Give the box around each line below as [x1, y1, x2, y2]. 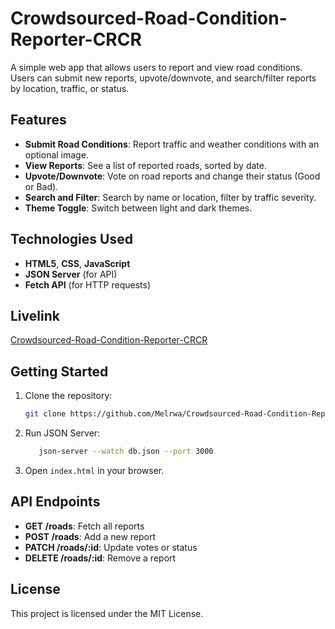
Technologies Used [10, 231, 133, 248]
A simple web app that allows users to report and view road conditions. [10, 61, 303, 73]
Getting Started [10, 363, 109, 380]
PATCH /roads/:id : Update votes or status [24, 541, 198, 553]
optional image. [24, 148, 89, 161]
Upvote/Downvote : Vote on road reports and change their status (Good [24, 170, 321, 182]
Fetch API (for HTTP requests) [24, 278, 151, 291]
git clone [24, 409, 67, 419]
